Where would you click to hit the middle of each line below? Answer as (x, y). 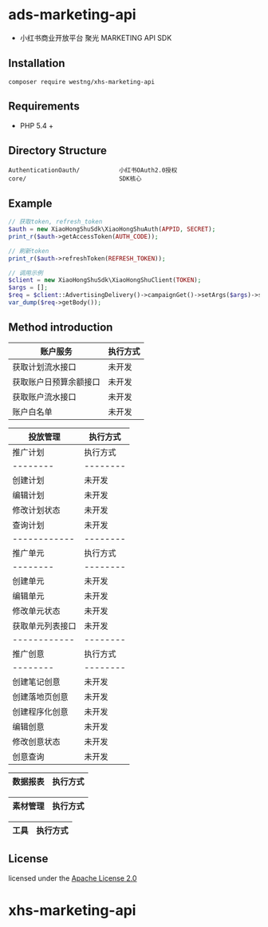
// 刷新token (29, 251)
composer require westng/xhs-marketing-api (82, 81)
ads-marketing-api (73, 15)
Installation (37, 63)
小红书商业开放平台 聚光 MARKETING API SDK (96, 38)
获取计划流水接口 (45, 366)
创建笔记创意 (37, 682)
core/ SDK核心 (75, 179)
